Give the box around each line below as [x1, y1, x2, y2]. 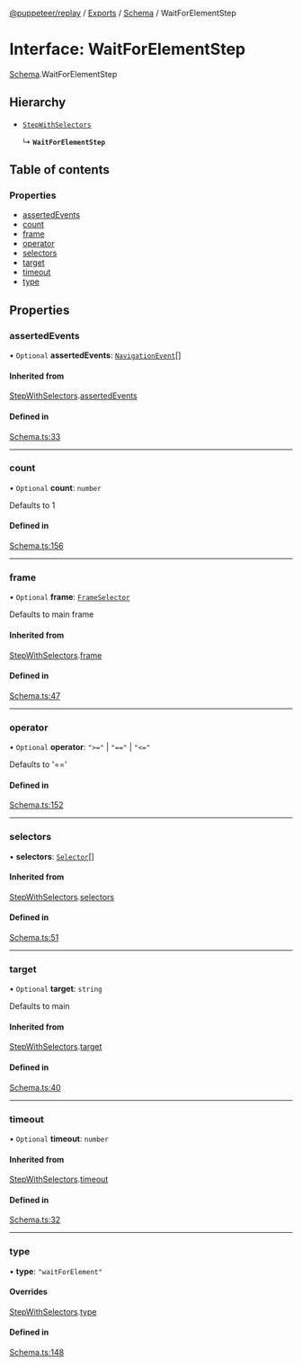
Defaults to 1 [9, 499, 56, 511]
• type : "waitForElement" [9, 1265, 103, 1276]
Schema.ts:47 [9, 690, 61, 701]
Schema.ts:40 [9, 1082, 61, 1093]
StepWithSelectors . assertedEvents [9, 390, 138, 401]
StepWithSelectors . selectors [9, 891, 115, 902]
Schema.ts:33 [9, 431, 61, 442]
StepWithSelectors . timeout [9, 1174, 109, 1185]
